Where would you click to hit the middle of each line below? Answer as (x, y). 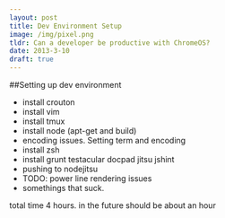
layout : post (34, 17)
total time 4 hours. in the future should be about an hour (113, 205)
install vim (41, 112)
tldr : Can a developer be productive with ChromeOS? (110, 43)
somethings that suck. (63, 188)
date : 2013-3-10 (39, 51)
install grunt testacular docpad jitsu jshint (98, 159)
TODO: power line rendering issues (87, 179)
